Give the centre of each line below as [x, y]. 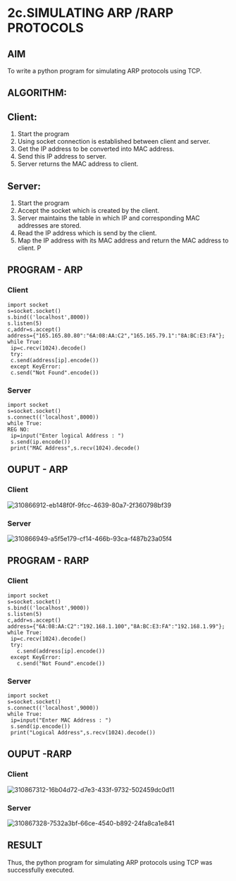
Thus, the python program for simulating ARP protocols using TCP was [110, 862]
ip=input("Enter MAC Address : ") [61, 720]
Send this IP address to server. [62, 156]
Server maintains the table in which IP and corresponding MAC [108, 218]
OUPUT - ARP [38, 470]
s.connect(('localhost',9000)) [53, 708]
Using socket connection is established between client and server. [114, 142]
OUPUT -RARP [40, 754]
